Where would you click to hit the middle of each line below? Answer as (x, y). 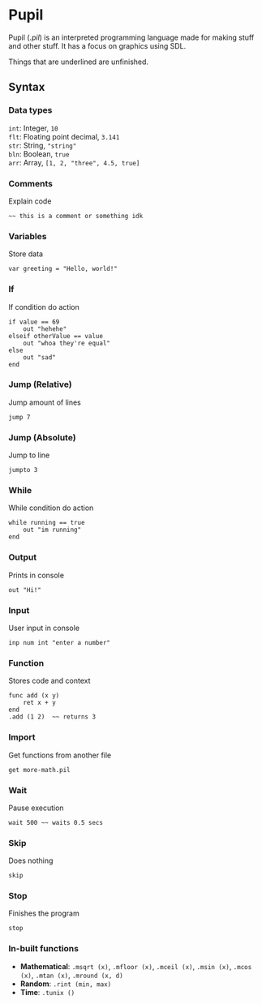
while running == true (47, 523)
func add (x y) (34, 696)
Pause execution (36, 808)
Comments (30, 183)
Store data (26, 254)
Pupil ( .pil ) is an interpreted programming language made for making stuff (131, 37)
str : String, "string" (43, 145)
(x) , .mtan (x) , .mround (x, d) (71, 975)
